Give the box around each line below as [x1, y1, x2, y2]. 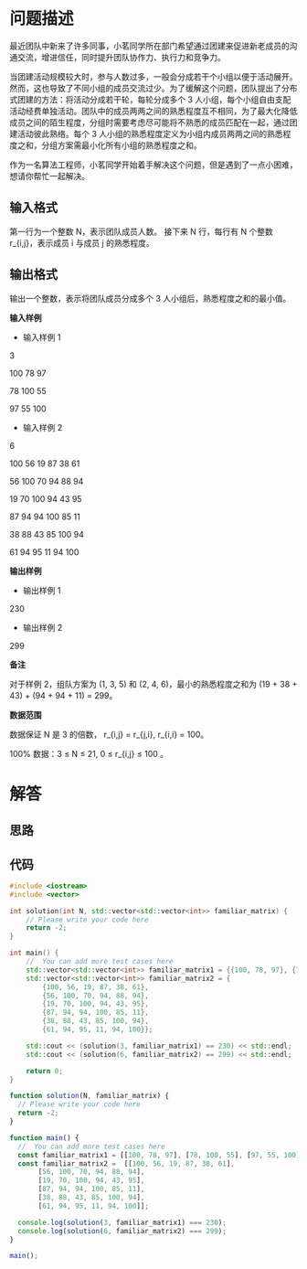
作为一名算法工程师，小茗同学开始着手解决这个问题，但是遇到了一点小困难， [9, 159, 298, 170]
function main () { [9, 1133, 79, 1143]
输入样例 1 [22, 331, 61, 343]
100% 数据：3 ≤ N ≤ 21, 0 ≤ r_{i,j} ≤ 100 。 [9, 748, 169, 759]
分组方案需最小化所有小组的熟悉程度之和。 [40, 139, 202, 151]
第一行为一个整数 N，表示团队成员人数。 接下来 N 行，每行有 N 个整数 [9, 226, 274, 237]
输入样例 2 [22, 421, 63, 432]
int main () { [9, 948, 59, 958]
